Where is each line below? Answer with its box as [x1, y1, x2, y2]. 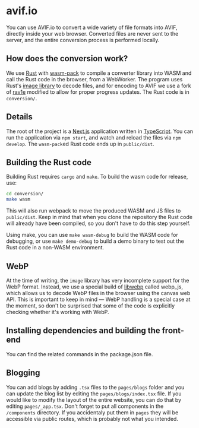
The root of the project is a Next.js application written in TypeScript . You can [6, 128, 194, 135]
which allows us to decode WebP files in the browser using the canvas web [6, 289, 191, 296]
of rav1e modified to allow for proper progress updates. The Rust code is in [6, 88, 190, 96]
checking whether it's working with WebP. [6, 308, 109, 315]
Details [6, 112, 33, 122]
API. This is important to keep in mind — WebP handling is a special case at [6, 296, 191, 303]
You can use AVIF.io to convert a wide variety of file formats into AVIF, [6, 24, 178, 31]
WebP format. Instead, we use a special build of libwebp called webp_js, [6, 283, 183, 290]
